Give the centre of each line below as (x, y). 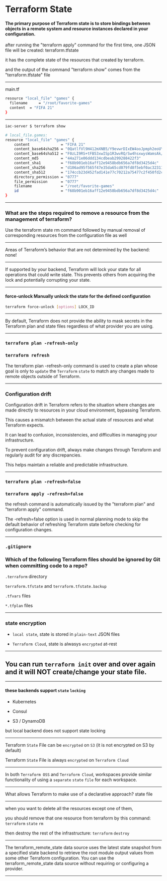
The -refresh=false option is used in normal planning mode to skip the (77, 519)
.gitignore (18, 547)
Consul (20, 711)
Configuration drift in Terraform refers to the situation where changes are (80, 405)
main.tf (12, 89)
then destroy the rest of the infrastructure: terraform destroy (67, 833)
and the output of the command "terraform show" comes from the (73, 70)
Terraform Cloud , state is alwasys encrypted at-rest (65, 644)
